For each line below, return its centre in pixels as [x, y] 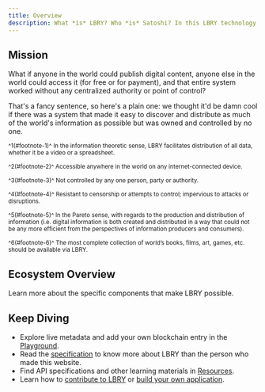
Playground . [39, 345]
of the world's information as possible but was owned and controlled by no [130, 123]
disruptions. [25, 202]
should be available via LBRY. [48, 250]
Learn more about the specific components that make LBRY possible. [121, 293]
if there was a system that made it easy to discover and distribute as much [129, 115]
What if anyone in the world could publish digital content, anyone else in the [132, 74]
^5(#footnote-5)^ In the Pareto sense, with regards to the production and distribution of [127, 215]
